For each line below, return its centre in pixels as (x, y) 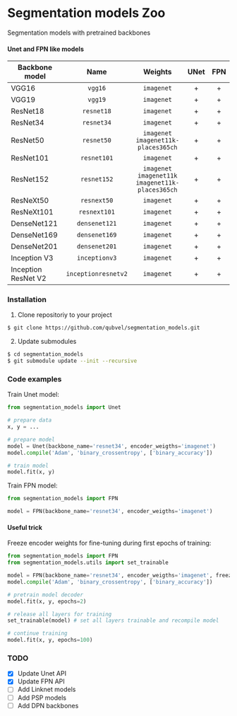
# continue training (38, 634)
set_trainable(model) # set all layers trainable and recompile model (113, 620)
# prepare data (30, 420)
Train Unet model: (34, 395)
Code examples (35, 379)
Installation (27, 300)
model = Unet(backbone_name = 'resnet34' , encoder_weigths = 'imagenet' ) (112, 446)
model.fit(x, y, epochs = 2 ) (47, 601)
